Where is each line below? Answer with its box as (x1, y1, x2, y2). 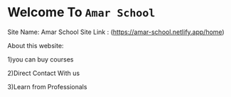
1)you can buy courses (7, 55, 74, 64)
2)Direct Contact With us (7, 69, 80, 77)
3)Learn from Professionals (7, 82, 87, 91)
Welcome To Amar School (7, 4, 156, 21)
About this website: (7, 41, 64, 50)
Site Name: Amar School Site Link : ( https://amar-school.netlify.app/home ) (7, 28, 225, 36)
